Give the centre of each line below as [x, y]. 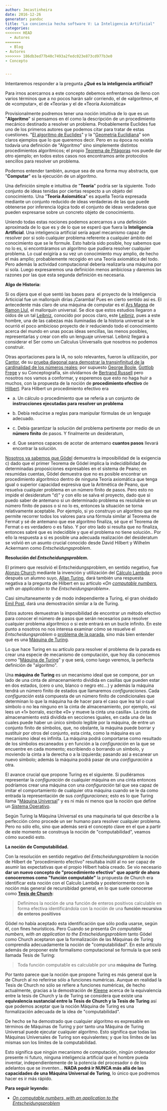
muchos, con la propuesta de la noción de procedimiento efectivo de [77, 383]
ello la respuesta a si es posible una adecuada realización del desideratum [82, 538]
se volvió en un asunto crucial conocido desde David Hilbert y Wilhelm [78, 543]
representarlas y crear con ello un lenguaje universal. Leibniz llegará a [77, 336]
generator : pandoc [24, 19]
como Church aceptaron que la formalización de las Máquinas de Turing [79, 940]
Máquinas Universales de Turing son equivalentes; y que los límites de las [81, 1037]
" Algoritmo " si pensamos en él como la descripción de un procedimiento [80, 119]
